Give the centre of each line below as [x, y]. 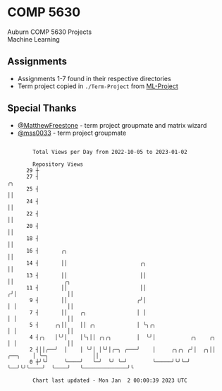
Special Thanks [42, 108]
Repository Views [58, 164]
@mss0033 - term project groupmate [72, 133]
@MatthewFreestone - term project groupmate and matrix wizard [112, 125]
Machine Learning [33, 39]
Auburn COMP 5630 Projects [50, 32]
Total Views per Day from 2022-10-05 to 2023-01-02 [110, 152]
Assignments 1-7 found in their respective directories [94, 78]
